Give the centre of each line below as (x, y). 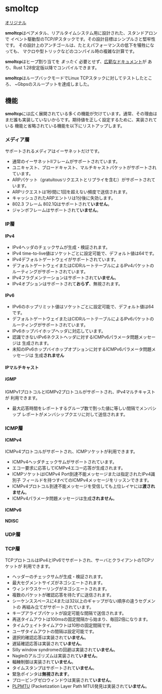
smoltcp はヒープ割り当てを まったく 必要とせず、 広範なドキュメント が (76, 61)
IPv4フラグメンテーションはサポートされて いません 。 (65, 278)
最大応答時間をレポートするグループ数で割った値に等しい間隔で (76, 408)
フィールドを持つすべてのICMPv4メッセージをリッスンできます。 (87, 480)
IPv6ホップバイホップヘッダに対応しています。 (59, 331)
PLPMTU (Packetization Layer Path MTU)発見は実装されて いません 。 (81, 686)
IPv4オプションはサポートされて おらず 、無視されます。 (67, 284)
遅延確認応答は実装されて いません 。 (48, 644)
